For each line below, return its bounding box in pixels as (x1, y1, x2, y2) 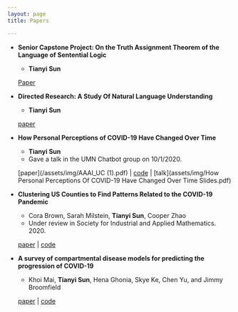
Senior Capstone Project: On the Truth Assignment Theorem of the (17, 43, 219, 51)
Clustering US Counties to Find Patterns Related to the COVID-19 (17, 189, 213, 198)
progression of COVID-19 (17, 261, 94, 270)
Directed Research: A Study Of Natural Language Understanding (17, 92, 213, 100)
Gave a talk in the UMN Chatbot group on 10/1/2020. (28, 155, 182, 163)
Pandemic (17, 197, 48, 206)
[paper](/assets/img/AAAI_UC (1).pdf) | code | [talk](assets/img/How (17, 168, 219, 177)
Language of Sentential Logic (17, 51, 107, 59)
